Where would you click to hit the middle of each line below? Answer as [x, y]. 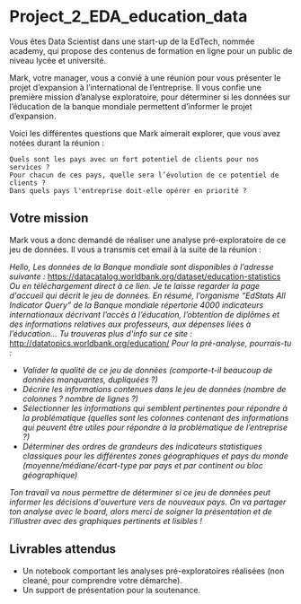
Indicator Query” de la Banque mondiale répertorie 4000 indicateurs [137, 305]
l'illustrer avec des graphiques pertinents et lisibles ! [106, 521]
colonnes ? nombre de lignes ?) [80, 398]
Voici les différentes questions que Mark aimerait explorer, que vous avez [145, 133]
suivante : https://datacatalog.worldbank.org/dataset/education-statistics [145, 276]
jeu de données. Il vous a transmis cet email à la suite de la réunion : [136, 249]
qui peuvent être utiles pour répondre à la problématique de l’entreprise [155, 427]
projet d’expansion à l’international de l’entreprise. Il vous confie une [136, 87]
